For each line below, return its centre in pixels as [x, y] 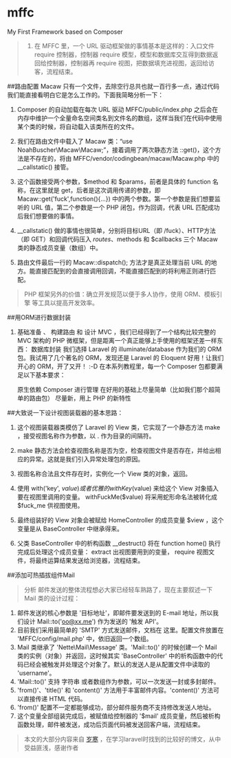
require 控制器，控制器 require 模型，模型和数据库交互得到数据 [123, 54]
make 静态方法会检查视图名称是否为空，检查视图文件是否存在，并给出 [116, 450]
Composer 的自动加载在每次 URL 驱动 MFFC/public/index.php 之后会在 [118, 109]
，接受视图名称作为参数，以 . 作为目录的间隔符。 [86, 436]
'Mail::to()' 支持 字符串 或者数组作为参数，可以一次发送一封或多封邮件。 [118, 681]
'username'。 [36, 673]
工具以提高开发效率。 [68, 302]
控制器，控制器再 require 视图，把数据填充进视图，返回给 [128, 63]
